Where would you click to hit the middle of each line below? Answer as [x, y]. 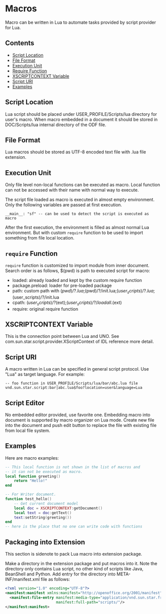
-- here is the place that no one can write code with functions [74, 527]
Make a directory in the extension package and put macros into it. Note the [81, 564]
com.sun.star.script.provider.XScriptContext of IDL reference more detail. [80, 341]
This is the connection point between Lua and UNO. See [62, 336]
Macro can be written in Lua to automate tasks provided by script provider [81, 22]
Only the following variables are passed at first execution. [64, 205]
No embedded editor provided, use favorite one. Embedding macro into [78, 415]
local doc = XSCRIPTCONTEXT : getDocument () [58, 508]
